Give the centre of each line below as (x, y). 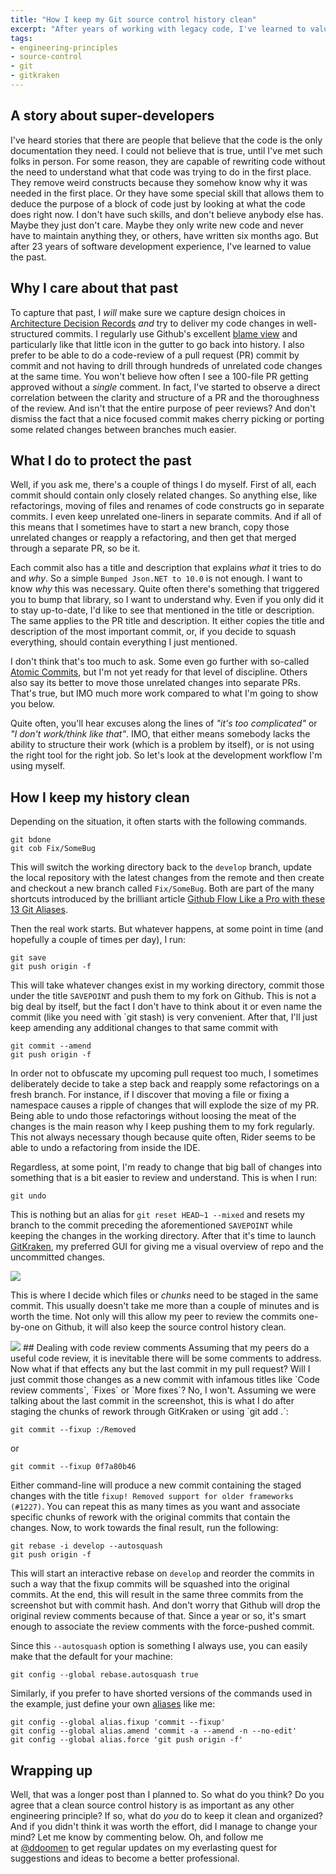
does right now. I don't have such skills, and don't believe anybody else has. (167, 214)
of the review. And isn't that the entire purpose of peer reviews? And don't (163, 408)
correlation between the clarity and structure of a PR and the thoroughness (165, 397)
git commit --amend (51, 1046)
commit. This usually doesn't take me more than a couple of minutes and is (165, 1306)
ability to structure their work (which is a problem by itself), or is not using (162, 745)
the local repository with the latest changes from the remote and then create (167, 878)
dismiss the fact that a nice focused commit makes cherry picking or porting (167, 418)
